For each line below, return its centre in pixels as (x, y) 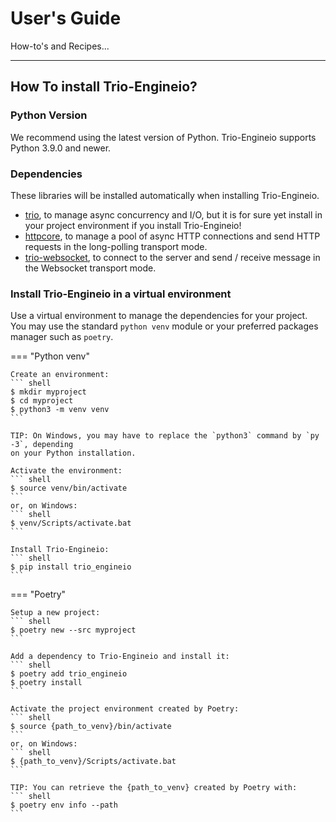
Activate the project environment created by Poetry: (125, 709)
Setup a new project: (55, 613)
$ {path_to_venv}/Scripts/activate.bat (93, 762)
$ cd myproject (42, 401)
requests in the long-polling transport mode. (116, 246)
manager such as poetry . (62, 337)
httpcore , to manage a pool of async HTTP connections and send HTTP (172, 236)
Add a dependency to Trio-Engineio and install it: (120, 657)
